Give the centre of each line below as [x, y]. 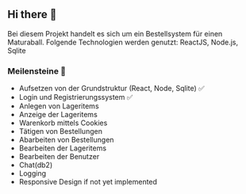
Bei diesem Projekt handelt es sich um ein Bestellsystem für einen [115, 33]
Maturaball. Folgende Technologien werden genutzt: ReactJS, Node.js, [123, 42]
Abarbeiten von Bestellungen [66, 140]
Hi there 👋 [32, 15]
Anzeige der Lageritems [58, 115]
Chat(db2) [36, 165]
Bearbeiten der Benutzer [59, 157]
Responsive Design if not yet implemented [88, 182]
